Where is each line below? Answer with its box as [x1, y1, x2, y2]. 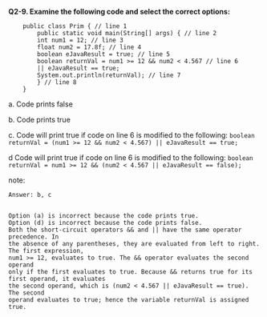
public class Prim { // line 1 [22, 22, 127, 30]
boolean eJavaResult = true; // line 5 [37, 50, 171, 58]
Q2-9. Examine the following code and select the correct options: [8, 7, 231, 16]
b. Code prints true [8, 115, 71, 124]
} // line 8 [37, 78, 78, 86]
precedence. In [8, 233, 59, 241]
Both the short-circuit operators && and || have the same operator [8, 226, 242, 234]
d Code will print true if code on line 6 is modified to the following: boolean [8, 153, 253, 163]
